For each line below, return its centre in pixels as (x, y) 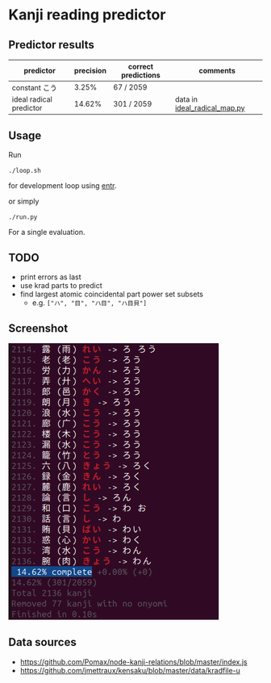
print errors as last (51, 277)
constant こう (35, 87)
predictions (141, 75)
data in (186, 99)
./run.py (23, 217)
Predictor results (52, 45)
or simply (24, 201)
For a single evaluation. (47, 233)
